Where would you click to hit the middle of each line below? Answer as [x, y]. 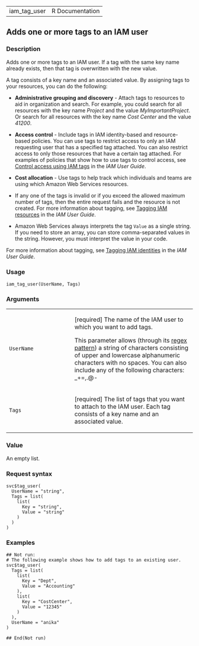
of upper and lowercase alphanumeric [127, 355]
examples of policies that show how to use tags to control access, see [100, 159]
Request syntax [29, 473]
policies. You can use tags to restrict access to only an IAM [104, 141]
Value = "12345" [42, 607]
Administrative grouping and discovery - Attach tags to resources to [99, 98]
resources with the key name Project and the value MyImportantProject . [102, 110]
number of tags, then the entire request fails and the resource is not [97, 202]
